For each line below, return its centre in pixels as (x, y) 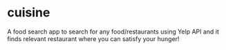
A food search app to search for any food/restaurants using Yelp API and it (113, 32)
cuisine (29, 13)
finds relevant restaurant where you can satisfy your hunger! (93, 38)
